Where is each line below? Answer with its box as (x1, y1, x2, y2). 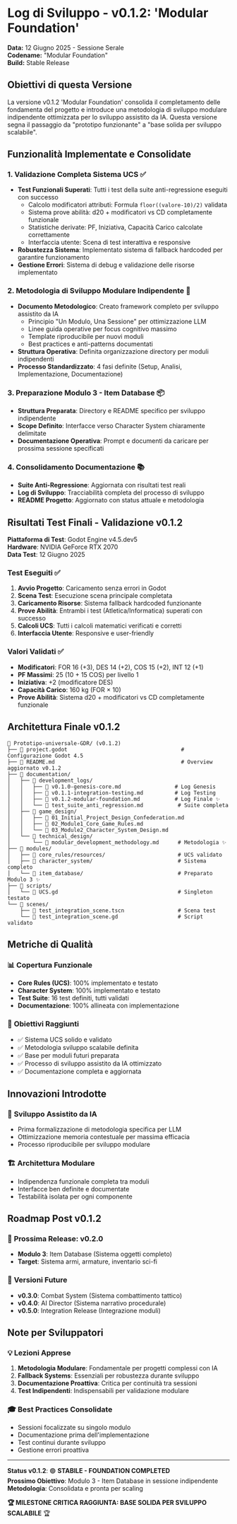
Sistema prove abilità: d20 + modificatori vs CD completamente (28, 208, 213, 217)
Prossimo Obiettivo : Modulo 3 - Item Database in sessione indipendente (7, 1477, 219, 1485)
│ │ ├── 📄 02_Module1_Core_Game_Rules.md (7, 820, 143, 827)
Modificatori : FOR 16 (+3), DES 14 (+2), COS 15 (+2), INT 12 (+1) (17, 663, 204, 671)
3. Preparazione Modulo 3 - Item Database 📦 (7, 388, 165, 398)
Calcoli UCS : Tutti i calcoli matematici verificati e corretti (17, 621, 182, 630)
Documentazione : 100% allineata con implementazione (17, 1001, 180, 1010)
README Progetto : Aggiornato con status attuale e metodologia (17, 496, 205, 504)
